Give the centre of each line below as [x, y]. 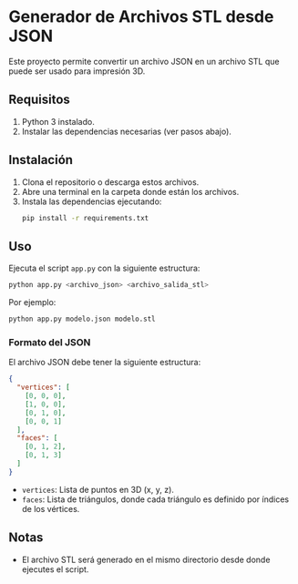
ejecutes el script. [55, 569]
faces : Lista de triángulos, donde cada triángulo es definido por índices [155, 499]
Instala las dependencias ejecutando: [92, 201]
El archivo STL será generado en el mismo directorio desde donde [146, 559]
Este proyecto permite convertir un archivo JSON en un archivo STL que [144, 61]
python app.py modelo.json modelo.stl [82, 319]
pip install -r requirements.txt [85, 218]
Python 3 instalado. [58, 121]
